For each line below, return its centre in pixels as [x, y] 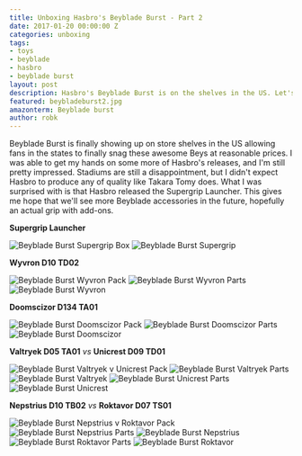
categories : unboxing [50, 34]
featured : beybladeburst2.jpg [66, 101]
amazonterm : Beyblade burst [62, 110]
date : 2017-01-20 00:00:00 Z [64, 26]
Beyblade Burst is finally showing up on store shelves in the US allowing [142, 144]
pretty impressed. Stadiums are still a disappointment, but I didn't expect [144, 173]
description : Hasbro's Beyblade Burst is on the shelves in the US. [140, 93]
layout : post [34, 85]
